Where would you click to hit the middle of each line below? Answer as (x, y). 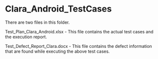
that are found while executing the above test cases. (58, 51)
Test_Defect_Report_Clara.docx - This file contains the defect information (79, 46)
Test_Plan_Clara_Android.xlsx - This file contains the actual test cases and (79, 31)
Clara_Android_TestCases (58, 9)
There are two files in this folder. (37, 22)
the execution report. (26, 37)
